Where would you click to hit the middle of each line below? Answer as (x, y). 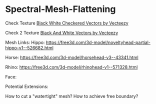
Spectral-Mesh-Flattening (60, 9)
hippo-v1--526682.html (29, 47)
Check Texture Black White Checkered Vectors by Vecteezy (67, 23)
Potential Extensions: (27, 86)
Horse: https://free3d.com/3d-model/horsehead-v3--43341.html (72, 57)
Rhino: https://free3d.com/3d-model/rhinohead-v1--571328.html (71, 67)
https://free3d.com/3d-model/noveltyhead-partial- (98, 42)
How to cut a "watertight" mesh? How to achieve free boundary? (72, 96)
